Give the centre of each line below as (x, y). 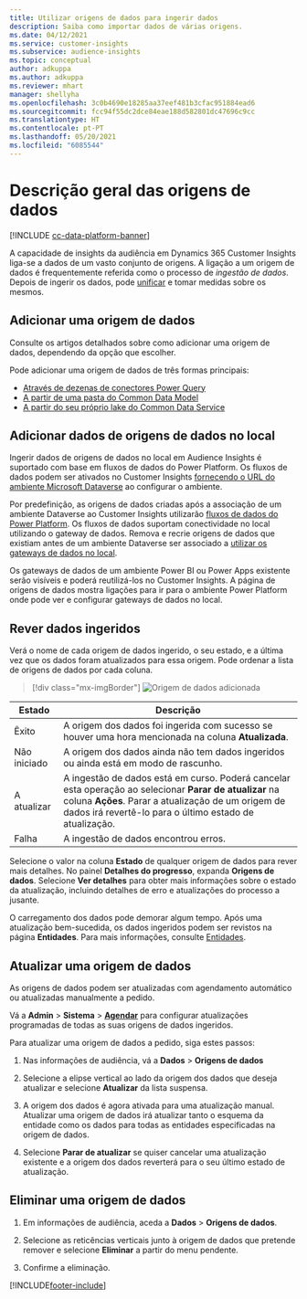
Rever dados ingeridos (75, 628)
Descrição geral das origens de (130, 190)
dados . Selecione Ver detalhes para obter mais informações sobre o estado (153, 881)
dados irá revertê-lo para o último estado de (159, 812)
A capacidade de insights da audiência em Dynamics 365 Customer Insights (153, 253)
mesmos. (26, 291)
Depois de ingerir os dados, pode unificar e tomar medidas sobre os (138, 282)
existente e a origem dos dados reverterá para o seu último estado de (154, 1162)
